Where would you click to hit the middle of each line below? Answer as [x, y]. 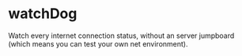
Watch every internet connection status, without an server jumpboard [121, 35]
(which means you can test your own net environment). [98, 43]
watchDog [43, 14]
